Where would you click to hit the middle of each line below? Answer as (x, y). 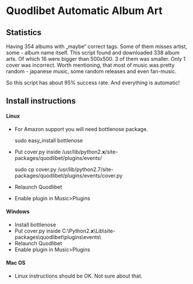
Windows (18, 211)
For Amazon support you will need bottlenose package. (81, 129)
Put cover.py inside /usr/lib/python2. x (60, 152)
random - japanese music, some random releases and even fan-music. (91, 71)
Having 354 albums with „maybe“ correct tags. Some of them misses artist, (96, 46)
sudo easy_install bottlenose (49, 140)
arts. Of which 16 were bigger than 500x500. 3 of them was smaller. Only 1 (96, 59)
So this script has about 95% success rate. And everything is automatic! (93, 83)
